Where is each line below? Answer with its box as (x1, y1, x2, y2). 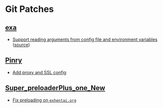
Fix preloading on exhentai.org (12, 97, 76, 103)
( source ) (12, 42, 30, 48)
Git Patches (5, 3, 54, 15)
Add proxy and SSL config (12, 69, 66, 75)
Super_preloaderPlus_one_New (5, 84, 106, 93)
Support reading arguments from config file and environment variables (12, 36, 158, 42)
